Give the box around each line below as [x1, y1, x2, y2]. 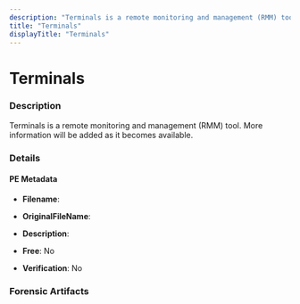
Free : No [21, 245, 55, 256]
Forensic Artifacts [9, 284, 89, 297]
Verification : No [21, 262, 83, 273]
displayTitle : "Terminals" [9, 29, 110, 38]
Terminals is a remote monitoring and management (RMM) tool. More [9, 119, 263, 130]
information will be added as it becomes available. [9, 129, 194, 140]
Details [9, 152, 41, 164]
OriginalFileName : [21, 210, 91, 221]
